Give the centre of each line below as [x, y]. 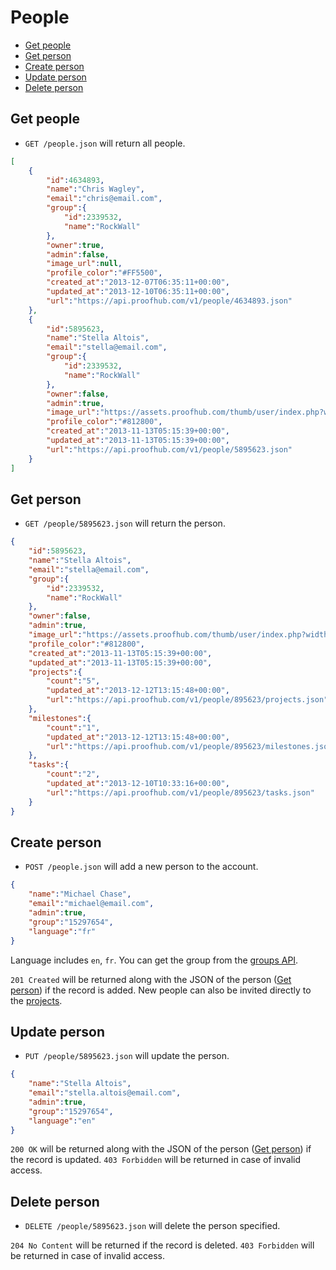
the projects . [36, 1000]
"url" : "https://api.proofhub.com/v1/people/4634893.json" [169, 301]
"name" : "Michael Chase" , [80, 894]
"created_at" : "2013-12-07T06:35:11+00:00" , [138, 282]
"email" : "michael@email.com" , [91, 904]
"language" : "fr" [62, 931]
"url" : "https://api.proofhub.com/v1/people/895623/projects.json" [187, 700]
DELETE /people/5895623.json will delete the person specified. [152, 1226]
